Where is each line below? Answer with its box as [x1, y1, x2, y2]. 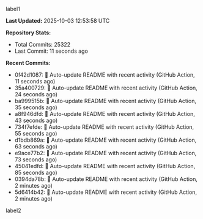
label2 [6, 207, 21, 214]
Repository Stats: [6, 29, 51, 36]
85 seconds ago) [14, 169, 57, 176]
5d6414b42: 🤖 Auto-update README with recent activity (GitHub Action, [14, 188, 197, 196]
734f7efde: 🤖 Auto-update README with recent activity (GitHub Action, [14, 123, 194, 131]
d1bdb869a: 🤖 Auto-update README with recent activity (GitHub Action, [14, 136, 197, 144]
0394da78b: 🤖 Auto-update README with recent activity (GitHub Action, [14, 175, 198, 183]
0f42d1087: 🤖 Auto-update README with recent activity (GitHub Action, [14, 71, 195, 79]
